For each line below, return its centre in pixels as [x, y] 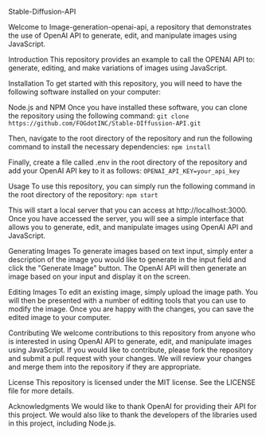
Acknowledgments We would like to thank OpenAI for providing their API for [133, 406]
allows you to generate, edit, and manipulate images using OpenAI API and [131, 227]
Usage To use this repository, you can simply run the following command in [132, 186]
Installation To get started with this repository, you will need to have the [125, 83]
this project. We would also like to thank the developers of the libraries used [133, 415]
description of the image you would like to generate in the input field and [127, 260]
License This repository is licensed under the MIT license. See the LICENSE [132, 382]
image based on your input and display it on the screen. [100, 276]
